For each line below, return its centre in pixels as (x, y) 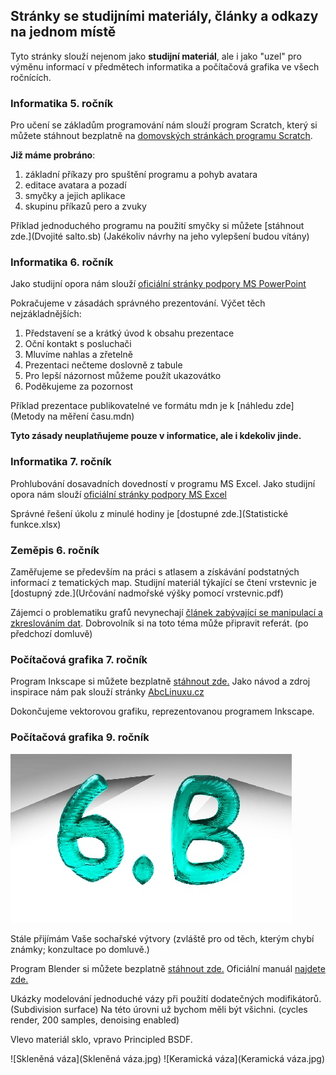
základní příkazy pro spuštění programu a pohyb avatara (141, 175)
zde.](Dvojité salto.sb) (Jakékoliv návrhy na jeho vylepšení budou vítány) (160, 236)
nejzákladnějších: (46, 314)
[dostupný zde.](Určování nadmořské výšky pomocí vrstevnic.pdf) (147, 593)
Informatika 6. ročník (62, 262)
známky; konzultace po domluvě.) (80, 949)
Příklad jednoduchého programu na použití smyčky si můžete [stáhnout (157, 226)
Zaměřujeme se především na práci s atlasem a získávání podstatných (155, 572)
